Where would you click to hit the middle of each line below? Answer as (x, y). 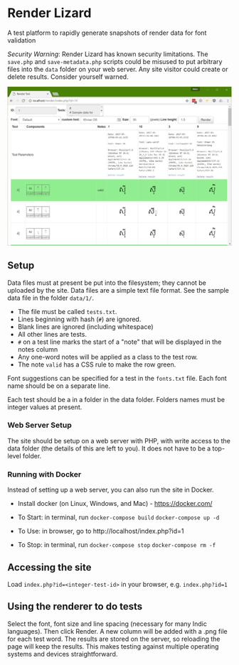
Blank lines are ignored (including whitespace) (85, 326)
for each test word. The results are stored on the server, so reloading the (114, 639)
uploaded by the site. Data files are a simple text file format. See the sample (118, 290)
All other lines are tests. (52, 334)
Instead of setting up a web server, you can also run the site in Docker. (111, 490)
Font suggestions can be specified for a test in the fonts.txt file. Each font (117, 378)
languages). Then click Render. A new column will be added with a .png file (117, 631)
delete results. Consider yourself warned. (68, 77)
